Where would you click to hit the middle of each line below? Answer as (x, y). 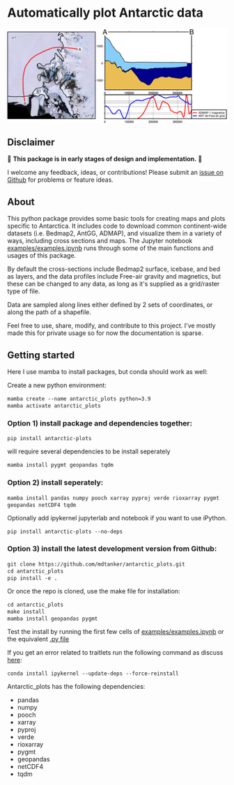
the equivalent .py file (38, 639)
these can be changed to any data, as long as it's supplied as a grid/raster (114, 284)
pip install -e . (32, 578)
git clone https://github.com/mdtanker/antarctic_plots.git (96, 564)
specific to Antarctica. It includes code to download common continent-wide (117, 226)
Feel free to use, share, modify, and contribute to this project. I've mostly (111, 326)
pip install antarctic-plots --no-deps (65, 531)
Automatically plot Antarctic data (106, 13)
